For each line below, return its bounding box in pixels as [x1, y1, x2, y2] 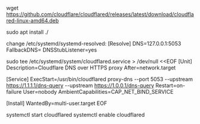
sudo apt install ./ [6, 28, 49, 36]
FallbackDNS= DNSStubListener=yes [6, 46, 97, 53]
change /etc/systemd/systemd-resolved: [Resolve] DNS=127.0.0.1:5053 [6, 40, 181, 47]
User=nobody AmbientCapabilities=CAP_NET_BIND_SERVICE [23, 88, 174, 95]
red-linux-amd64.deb [6, 17, 59, 24]
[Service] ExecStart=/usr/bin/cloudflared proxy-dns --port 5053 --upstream [6, 76, 193, 82]
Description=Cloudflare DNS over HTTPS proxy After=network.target [6, 64, 176, 71]
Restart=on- [155, 82, 186, 89]
